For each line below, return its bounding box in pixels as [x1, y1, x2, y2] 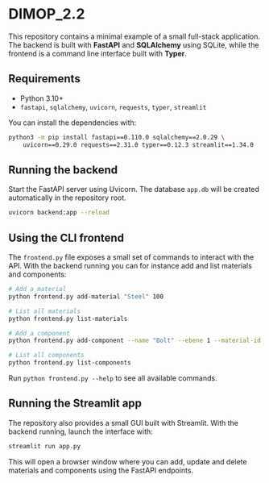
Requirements [8, 72, 81, 85]
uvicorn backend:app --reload [8, 209, 110, 217]
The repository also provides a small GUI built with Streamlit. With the [8, 418, 239, 427]
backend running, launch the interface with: [8, 427, 153, 436]
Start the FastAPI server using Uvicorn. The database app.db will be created [8, 185, 260, 194]
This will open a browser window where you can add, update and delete [8, 456, 247, 466]
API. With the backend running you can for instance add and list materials [8, 261, 252, 270]
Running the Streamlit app [8, 397, 143, 410]
